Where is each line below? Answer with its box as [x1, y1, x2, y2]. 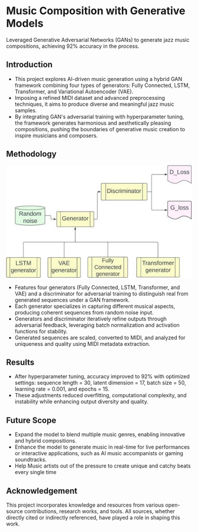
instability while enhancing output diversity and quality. [14, 398, 148, 406]
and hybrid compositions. [14, 437, 77, 445]
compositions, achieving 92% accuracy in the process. [6, 43, 140, 50]
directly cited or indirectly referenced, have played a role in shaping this [6, 514, 180, 521]
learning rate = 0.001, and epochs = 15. [14, 385, 110, 392]
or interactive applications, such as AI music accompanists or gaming [14, 450, 184, 457]
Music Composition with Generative [6, 4, 186, 18]
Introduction [6, 60, 53, 70]
